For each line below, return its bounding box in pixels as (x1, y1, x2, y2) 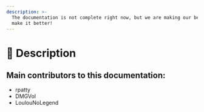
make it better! (12, 20, 53, 26)
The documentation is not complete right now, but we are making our (12, 15, 191, 21)
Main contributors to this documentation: (6, 70, 166, 81)
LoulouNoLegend (15, 99, 59, 107)
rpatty (15, 86, 31, 94)
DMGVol (15, 93, 36, 100)
